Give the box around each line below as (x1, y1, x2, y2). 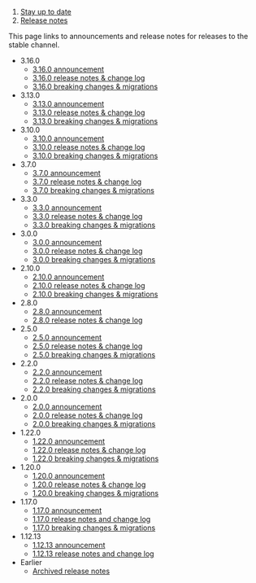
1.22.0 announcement (32, 436, 106, 446)
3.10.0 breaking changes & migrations (32, 151, 158, 160)
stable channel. (8, 40, 60, 50)
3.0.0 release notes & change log (32, 246, 143, 256)
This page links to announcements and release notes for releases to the (8, 32, 249, 41)
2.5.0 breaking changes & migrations (32, 350, 156, 359)
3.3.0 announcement (32, 203, 102, 213)
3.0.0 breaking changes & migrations (32, 255, 156, 264)
